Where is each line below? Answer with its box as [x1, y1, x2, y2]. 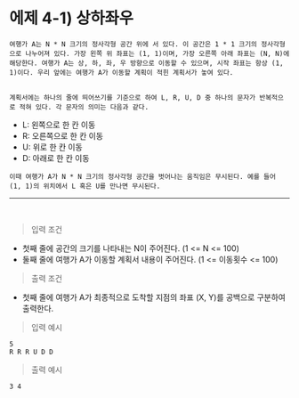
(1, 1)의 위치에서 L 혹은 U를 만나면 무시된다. [9, 182, 161, 191]
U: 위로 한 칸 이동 [21, 142, 83, 152]
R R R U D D [9, 347, 53, 356]
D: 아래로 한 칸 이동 [21, 152, 90, 163]
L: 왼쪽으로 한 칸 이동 [21, 119, 96, 130]
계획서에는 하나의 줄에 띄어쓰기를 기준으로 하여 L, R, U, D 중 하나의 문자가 [9, 93, 256, 102]
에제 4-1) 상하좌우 [9, 8, 133, 28]
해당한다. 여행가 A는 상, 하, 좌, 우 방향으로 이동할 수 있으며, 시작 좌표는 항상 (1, [9, 59, 284, 68]
